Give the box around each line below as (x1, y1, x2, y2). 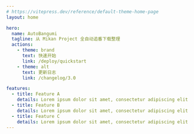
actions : (11, 42, 33, 48)
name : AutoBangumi (11, 30, 58, 36)
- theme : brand (17, 47, 55, 54)
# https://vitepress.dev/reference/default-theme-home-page (6, 8, 159, 15)
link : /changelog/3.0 (21, 75, 76, 81)
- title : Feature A (11, 91, 60, 97)
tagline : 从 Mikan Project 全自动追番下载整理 (11, 36, 121, 42)
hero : (6, 25, 20, 31)
